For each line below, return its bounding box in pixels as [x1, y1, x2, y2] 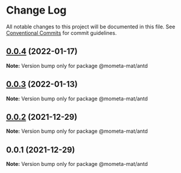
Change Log [6, 4, 67, 17]
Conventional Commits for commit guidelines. [6, 29, 117, 36]
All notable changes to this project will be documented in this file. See [6, 23, 176, 30]
